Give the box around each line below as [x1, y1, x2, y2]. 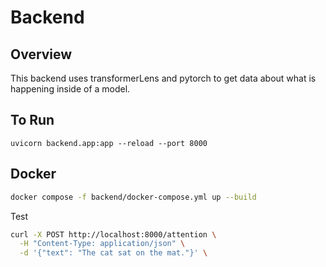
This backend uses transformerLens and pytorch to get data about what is [10, 72, 317, 84]
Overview [10, 46, 73, 63]
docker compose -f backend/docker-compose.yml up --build [10, 192, 257, 202]
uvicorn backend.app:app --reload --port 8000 [10, 138, 208, 148]
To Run [10, 112, 55, 129]
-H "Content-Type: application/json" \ [19, 239, 186, 249]
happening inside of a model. [10, 83, 131, 95]
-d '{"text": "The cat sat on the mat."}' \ [19, 248, 208, 258]
